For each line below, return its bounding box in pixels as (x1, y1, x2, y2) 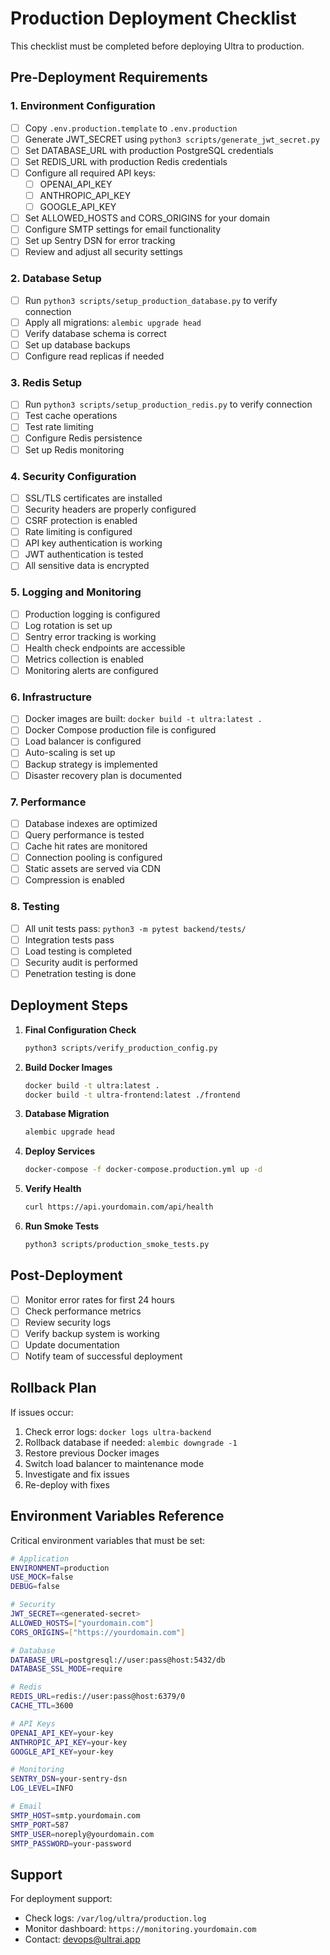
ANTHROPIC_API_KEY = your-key (10, 1737, 128, 1747)
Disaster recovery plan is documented (24, 769, 182, 781)
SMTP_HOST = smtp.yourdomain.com (10, 1810, 141, 1821)
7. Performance (10, 795, 87, 809)
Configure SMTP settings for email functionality (24, 223, 222, 236)
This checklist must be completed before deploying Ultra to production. (10, 40, 305, 52)
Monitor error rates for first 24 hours (24, 1293, 175, 1306)
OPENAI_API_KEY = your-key (10, 1728, 114, 1738)
